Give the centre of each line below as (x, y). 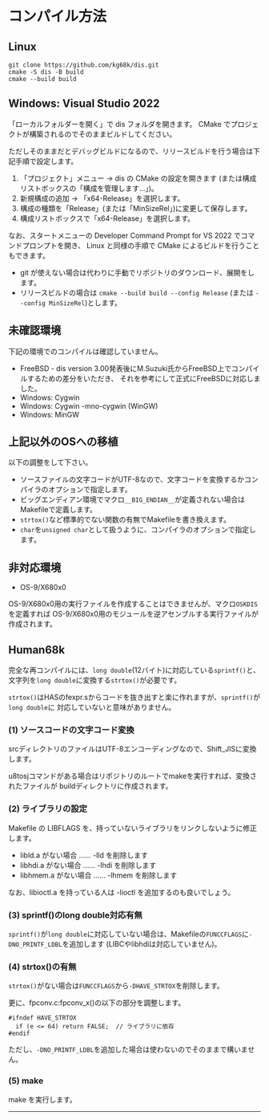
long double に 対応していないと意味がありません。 (92, 707)
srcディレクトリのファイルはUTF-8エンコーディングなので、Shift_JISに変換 (132, 749)
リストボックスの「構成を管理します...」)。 (89, 188)
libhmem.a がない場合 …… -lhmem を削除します (98, 875)
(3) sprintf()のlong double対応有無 (75, 914)
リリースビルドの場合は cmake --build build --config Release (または (137, 292)
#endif (19, 1034)
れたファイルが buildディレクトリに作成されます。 (90, 786)
